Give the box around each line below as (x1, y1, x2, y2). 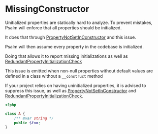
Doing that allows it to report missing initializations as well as (5, 53, 128, 59)
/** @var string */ (14, 116, 54, 121)
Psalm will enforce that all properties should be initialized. (5, 24, 122, 30)
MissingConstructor (5, 3, 90, 15)
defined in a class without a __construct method (5, 73, 103, 79)
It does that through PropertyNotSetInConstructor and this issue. (5, 34, 136, 40)
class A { (5, 111, 26, 116)
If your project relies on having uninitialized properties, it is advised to (5, 82, 146, 89)
